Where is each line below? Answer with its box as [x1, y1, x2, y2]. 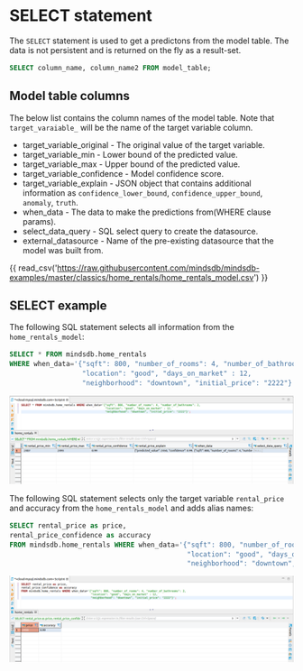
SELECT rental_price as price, [9, 520, 127, 530]
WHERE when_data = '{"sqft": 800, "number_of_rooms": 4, [9, 360, 220, 369]
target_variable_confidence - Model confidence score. [22, 168, 224, 179]
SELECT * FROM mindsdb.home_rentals [9, 350, 147, 359]
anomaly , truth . [22, 197, 78, 207]
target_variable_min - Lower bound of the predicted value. [22, 149, 238, 160]
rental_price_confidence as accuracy [9, 530, 151, 539]
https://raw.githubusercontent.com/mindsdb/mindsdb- [57, 262, 260, 273]
